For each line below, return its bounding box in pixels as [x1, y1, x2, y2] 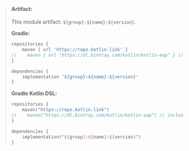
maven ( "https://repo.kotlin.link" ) [22, 107, 110, 113]
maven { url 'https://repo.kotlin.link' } [22, 47, 128, 53]
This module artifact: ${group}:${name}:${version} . [11, 18, 136, 25]
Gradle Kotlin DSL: [11, 90, 57, 97]
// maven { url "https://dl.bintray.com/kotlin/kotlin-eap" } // [11, 52, 184, 58]
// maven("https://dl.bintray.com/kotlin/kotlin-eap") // [11, 113, 165, 119]
